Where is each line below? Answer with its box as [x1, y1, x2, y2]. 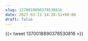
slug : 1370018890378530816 [5, 7, 63, 13]
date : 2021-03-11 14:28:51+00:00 [5, 12, 76, 17]
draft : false [5, 17, 33, 22]
